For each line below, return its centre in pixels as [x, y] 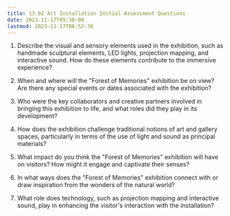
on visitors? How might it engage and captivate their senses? [103, 165]
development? [37, 116]
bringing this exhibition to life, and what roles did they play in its [107, 109]
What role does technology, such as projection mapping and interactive [118, 198]
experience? [35, 68]
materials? [32, 144]
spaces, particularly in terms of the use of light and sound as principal [116, 136]
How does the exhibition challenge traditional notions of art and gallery [117, 129]
